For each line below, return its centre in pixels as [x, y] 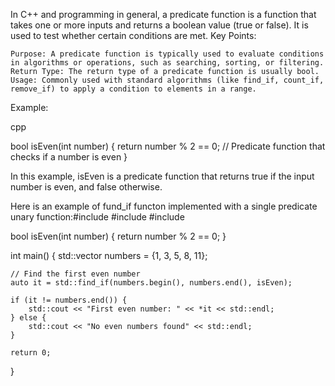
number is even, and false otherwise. [86, 187]
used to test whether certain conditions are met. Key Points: [133, 35]
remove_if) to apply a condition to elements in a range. [133, 89]
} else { [28, 318]
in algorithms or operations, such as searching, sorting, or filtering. [167, 63]
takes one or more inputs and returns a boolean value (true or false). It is [159, 25]
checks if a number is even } [69, 157]
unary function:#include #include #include [97, 217]
